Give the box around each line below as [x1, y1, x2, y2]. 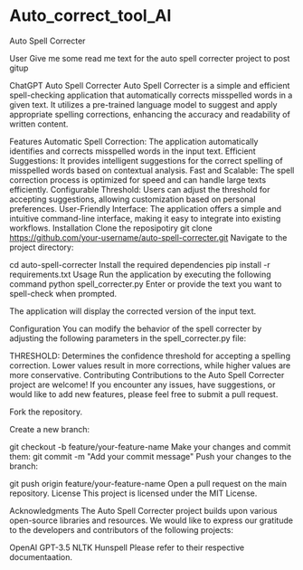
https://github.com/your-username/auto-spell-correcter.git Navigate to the [9, 232, 288, 242]
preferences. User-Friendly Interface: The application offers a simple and [9, 203, 282, 214]
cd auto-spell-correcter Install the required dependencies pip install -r [9, 259, 271, 270]
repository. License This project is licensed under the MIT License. [9, 488, 258, 499]
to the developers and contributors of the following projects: [9, 524, 233, 535]
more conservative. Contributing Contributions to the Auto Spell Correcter [9, 369, 285, 380]
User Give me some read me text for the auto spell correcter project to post [9, 52, 290, 63]
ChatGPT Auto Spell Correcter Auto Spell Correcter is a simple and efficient [9, 80, 290, 90]
